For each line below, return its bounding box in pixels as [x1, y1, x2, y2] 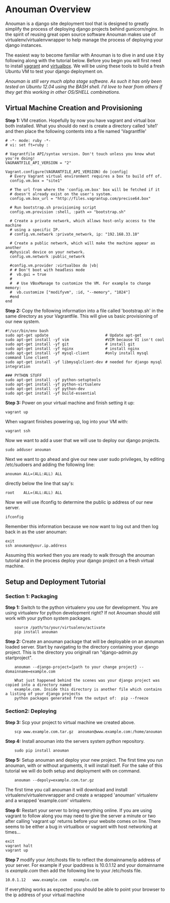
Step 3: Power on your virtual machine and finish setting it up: [5, 399, 135, 406]
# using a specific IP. [10, 227, 60, 233]
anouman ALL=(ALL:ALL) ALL [5, 471, 62, 476]
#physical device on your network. [10, 249, 85, 254]
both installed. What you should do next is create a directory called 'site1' [5, 122, 158, 128]
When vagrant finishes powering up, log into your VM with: [5, 418, 128, 424]
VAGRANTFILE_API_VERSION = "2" [5, 160, 72, 165]
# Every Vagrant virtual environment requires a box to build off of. [10, 173, 162, 179]
